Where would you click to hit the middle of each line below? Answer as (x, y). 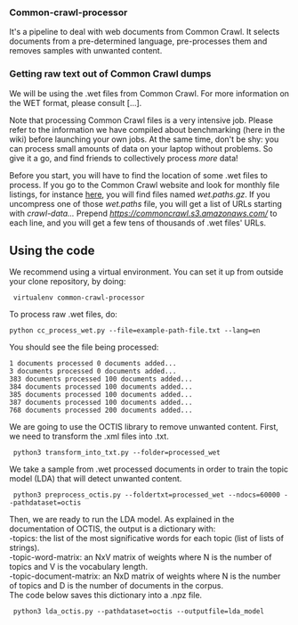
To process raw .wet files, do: (64, 315)
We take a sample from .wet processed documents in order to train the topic (149, 469)
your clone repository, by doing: (68, 282)
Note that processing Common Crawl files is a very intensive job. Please (141, 120)
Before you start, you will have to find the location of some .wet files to (139, 175)
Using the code (52, 250)
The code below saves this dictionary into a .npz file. (106, 596)
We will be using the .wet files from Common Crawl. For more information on (149, 93)
